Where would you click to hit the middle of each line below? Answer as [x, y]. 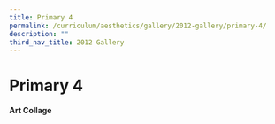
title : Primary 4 [41, 17]
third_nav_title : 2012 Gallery [67, 42]
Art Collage [31, 111]
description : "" [39, 34]
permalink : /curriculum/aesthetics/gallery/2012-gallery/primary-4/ [138, 26]
